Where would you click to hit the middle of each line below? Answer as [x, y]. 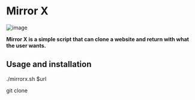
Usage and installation [49, 64]
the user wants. [26, 46]
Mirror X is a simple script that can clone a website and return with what [97, 39]
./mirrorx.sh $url [26, 78]
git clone [17, 90]
